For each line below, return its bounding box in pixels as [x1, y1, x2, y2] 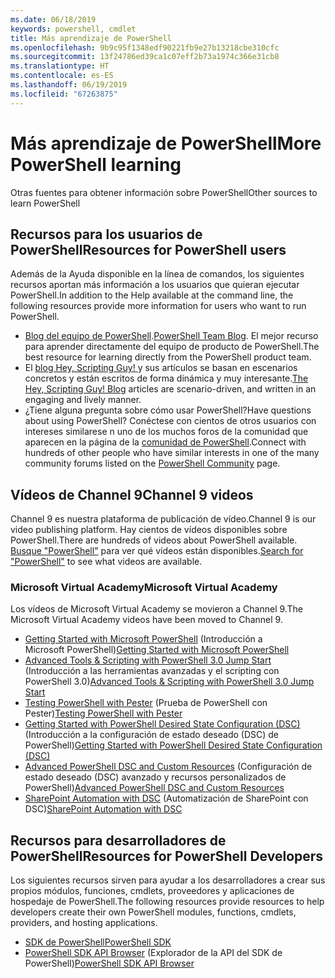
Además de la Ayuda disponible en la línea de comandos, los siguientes [10, 268, 305, 280]
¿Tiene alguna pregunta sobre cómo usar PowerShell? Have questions [24, 404, 312, 416]
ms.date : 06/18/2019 [10, 14, 97, 25]
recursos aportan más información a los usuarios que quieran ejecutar [10, 279, 300, 291]
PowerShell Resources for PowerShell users [10, 241, 287, 258]
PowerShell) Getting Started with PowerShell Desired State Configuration [24, 739, 323, 751]
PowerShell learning [10, 153, 182, 176]
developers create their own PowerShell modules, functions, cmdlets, [10, 906, 297, 918]
